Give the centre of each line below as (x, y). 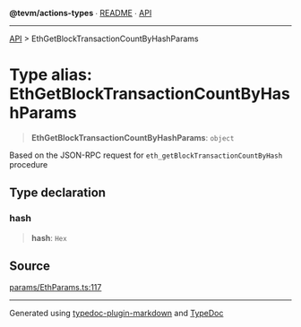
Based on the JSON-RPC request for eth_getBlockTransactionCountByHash (146, 155)
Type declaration (57, 193)
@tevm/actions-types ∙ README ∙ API (81, 13)
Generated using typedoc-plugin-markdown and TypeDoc (116, 314)
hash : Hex (49, 237)
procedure (29, 164)
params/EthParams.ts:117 (56, 288)
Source (30, 267)
